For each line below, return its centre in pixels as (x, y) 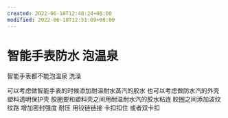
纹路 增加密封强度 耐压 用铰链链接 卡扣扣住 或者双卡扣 (83, 108)
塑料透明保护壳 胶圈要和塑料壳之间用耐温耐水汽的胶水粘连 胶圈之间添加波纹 (114, 99)
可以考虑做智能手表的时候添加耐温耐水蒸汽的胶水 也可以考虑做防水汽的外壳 (113, 91)
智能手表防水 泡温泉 (63, 56)
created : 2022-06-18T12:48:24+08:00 (59, 13)
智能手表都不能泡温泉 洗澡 (44, 76)
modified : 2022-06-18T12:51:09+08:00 (61, 20)
